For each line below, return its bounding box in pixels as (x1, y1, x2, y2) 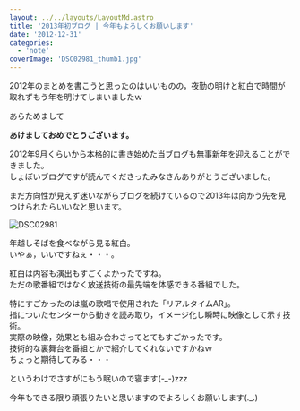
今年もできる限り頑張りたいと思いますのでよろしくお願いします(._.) (9, 392, 258, 403)
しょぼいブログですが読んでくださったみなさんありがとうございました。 (9, 171, 276, 182)
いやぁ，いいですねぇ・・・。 (9, 249, 119, 260)
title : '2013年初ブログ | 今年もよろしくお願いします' (9, 21, 194, 30)
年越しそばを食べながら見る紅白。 (9, 238, 135, 248)
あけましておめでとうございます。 (9, 130, 134, 140)
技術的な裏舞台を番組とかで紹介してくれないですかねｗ (9, 343, 213, 354)
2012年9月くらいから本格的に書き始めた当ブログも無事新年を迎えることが (9, 149, 283, 159)
